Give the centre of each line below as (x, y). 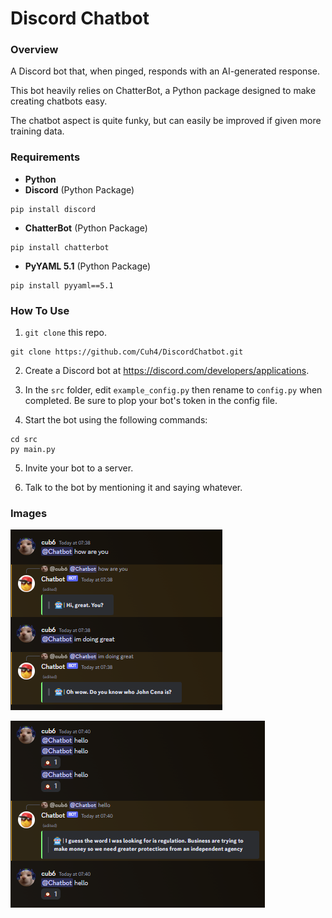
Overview (34, 50)
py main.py (33, 450)
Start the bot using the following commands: (116, 420)
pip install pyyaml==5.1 (62, 285)
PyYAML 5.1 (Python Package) (88, 266)
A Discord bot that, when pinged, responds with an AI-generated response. (165, 71)
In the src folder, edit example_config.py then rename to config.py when (173, 390)
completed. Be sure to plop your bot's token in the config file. (151, 401)
